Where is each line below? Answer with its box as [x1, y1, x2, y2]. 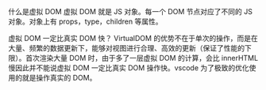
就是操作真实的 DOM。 [21, 73, 97, 82]
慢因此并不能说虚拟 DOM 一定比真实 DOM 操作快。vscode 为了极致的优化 [8, 63, 249, 73]
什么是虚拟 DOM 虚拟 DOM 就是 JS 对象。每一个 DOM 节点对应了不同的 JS [8, 7, 253, 16]
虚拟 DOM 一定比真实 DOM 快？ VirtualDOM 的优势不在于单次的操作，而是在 [8, 34, 258, 43]
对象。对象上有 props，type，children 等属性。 [8, 17, 163, 26]
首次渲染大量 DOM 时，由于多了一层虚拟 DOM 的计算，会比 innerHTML [25, 54, 259, 62]
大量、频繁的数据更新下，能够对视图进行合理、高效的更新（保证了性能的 [8, 43, 245, 53]
